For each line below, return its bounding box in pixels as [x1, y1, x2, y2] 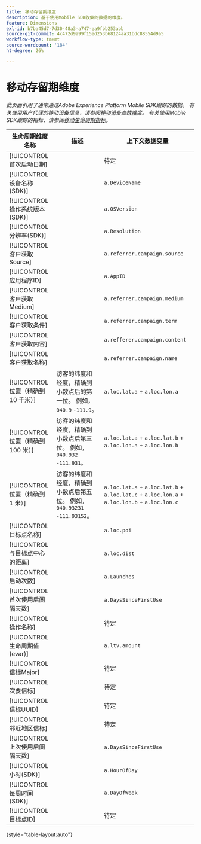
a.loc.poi [104, 527, 132, 534]
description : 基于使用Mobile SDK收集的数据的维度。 [6, 14, 126, 20]
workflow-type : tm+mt [6, 36, 60, 42]
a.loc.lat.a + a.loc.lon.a [104, 387, 179, 395]
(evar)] [9, 650, 29, 658]
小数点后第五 [56, 487, 92, 496]
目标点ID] [9, 815, 36, 823]
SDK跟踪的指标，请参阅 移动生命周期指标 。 [6, 116, 112, 123]
